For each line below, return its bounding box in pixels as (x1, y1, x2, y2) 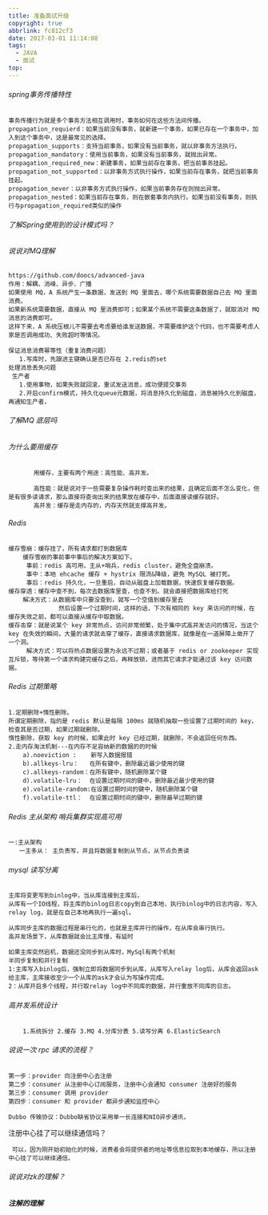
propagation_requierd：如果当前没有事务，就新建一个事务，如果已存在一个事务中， (8, 125, 254, 133)
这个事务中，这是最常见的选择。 (19, 133, 110, 141)
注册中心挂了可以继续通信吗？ (8, 1128, 106, 1137)
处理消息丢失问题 (8, 363, 57, 371)
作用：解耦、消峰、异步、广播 (8, 280, 92, 288)
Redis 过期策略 (8, 682, 58, 691)
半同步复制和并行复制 (8, 957, 68, 965)
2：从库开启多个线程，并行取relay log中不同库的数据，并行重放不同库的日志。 (8, 982, 235, 990)
